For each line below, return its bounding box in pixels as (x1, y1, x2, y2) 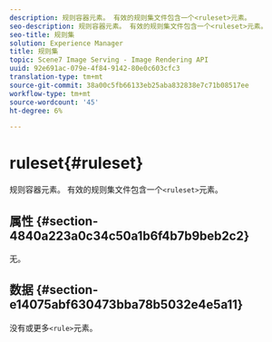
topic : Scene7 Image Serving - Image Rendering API (9, 55, 209, 64)
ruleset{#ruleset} (9, 153, 143, 173)
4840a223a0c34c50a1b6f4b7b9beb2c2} (9, 228, 249, 243)
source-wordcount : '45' (9, 97, 100, 107)
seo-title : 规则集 (9, 30, 75, 39)
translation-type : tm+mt (9, 73, 103, 82)
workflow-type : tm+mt (9, 89, 92, 98)
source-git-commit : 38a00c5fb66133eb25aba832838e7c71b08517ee (9, 81, 249, 90)
